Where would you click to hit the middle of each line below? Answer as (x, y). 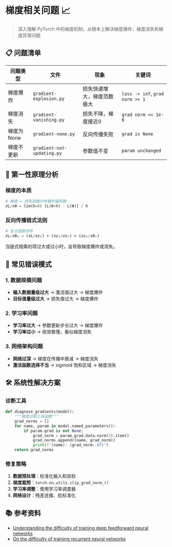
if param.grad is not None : (53, 431)
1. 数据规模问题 (24, 280)
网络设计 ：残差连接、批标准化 (44, 495)
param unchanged (141, 150)
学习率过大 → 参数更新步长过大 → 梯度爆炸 (58, 325)
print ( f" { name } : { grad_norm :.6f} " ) (71, 445)
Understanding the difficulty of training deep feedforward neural (80, 528)
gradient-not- (50, 148)
